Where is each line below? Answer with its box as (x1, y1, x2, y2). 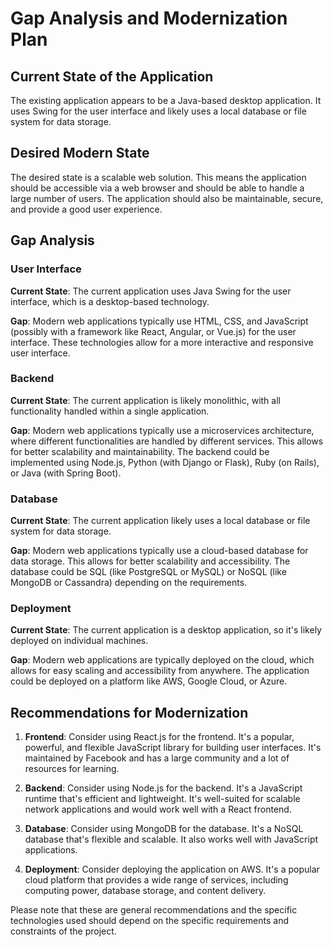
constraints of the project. (10, 925, 117, 937)
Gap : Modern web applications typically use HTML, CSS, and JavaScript (10, 315, 309, 327)
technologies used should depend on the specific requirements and (10, 915, 290, 927)
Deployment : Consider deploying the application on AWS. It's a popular (24, 863, 320, 876)
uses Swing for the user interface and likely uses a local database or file (10, 105, 307, 117)
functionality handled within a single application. (10, 405, 210, 417)
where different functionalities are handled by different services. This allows (10, 435, 324, 447)
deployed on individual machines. (10, 635, 149, 647)
